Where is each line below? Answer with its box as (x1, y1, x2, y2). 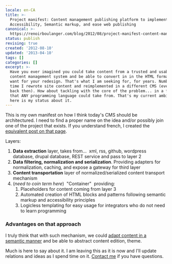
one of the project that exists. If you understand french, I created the (5, 123, 150, 129)
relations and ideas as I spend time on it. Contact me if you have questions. (5, 253, 164, 259)
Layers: (5, 138, 21, 144)
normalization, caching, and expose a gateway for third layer (12, 164, 141, 170)
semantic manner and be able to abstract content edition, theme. (5, 237, 142, 244)
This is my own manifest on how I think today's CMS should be (5, 112, 138, 118)
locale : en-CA (5, 7, 36, 13)
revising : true (5, 41, 38, 46)
